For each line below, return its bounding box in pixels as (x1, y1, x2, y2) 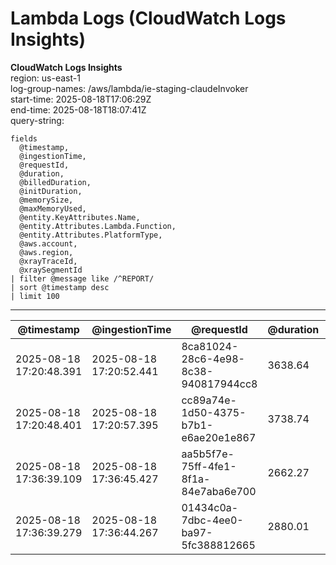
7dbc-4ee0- (181, 513, 244, 527)
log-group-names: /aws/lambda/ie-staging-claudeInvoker (10, 82, 249, 94)
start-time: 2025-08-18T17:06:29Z (10, 93, 152, 105)
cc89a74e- (181, 393, 237, 407)
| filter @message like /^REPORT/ (10, 273, 155, 284)
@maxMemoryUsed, (19, 203, 87, 214)
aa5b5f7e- (181, 447, 235, 461)
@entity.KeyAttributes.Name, (19, 212, 141, 222)
